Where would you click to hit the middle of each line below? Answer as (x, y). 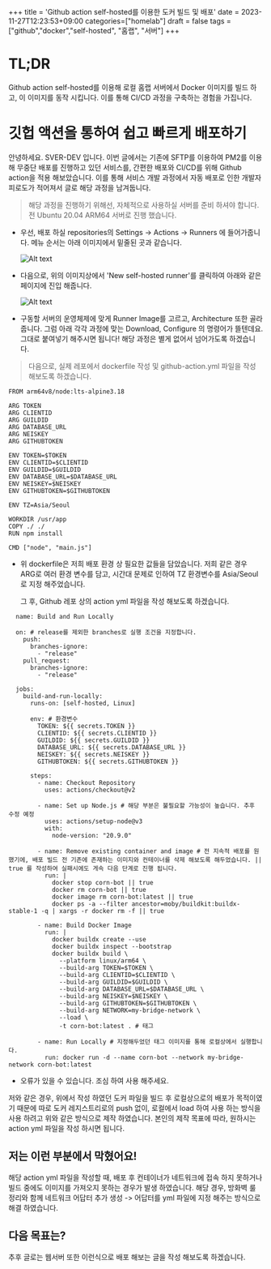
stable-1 (23, 911)
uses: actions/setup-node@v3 (93, 821)
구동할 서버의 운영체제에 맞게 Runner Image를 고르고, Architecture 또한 (134, 318)
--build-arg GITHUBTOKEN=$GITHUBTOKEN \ (128, 1003)
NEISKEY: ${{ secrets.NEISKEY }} (94, 754)
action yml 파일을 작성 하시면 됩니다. (67, 1128)
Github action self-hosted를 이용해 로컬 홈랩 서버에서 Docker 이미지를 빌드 (129, 87)
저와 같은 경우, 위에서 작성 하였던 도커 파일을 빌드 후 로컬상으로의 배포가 (121, 1098)
